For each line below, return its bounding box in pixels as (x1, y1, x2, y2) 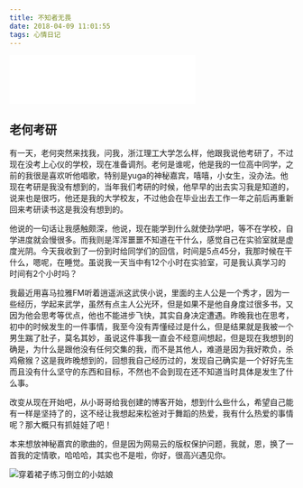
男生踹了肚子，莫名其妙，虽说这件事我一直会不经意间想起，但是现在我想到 (9, 333, 286, 344)
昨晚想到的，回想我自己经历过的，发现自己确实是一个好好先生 (64, 355, 294, 366)
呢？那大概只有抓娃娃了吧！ (9, 419, 113, 430)
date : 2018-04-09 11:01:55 (9, 22, 111, 31)
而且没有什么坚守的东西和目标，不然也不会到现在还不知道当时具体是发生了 (9, 366, 286, 377)
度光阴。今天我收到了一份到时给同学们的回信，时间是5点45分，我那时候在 (9, 245, 285, 257)
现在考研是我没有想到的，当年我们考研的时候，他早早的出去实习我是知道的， (9, 181, 294, 192)
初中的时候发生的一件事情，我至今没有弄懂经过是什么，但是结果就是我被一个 (9, 321, 294, 332)
